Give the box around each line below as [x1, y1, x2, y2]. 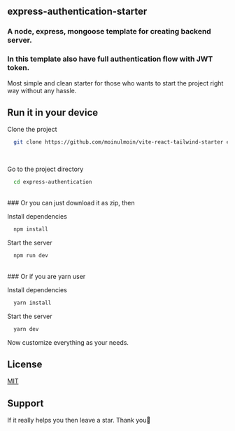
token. [7, 63, 30, 73]
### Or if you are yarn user [7, 272, 86, 280]
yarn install [13, 299, 52, 306]
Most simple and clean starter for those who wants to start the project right [7, 78, 224, 87]
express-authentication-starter [7, 6, 148, 18]
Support [7, 397, 44, 409]
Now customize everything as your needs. [7, 338, 129, 346]
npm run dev [13, 252, 49, 259]
